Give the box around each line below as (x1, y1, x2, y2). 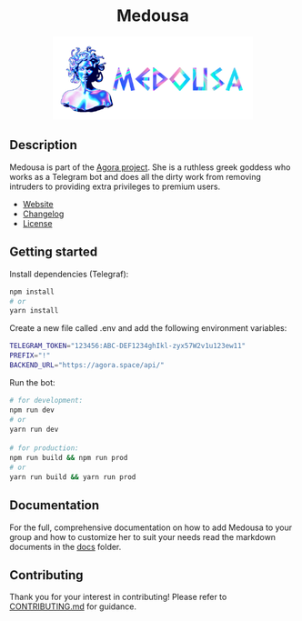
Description (9, 137, 77, 153)
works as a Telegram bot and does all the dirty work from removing (9, 171, 262, 182)
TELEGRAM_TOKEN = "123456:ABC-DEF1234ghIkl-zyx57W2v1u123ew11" (9, 342, 247, 351)
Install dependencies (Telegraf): (9, 268, 129, 279)
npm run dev (9, 406, 55, 415)
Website (22, 198, 55, 209)
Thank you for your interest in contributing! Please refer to (9, 592, 227, 603)
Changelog (22, 208, 65, 219)
